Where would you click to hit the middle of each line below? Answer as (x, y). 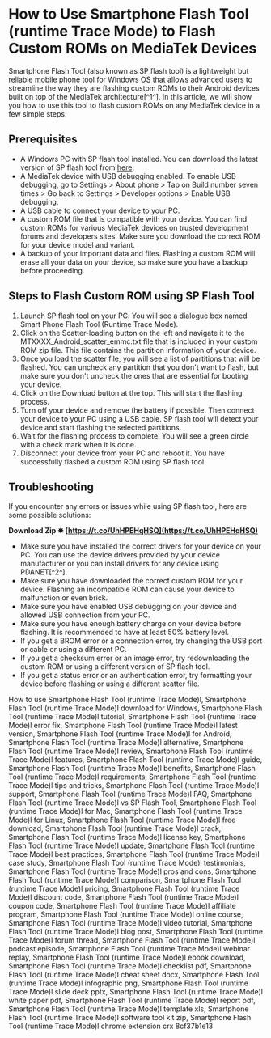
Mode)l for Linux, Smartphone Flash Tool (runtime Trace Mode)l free (122, 820)
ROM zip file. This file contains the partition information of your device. (138, 350)
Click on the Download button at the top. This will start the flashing (131, 392)
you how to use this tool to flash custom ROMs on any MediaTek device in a (134, 105)
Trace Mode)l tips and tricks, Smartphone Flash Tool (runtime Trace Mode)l (134, 786)
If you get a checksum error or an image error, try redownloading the (135, 658)
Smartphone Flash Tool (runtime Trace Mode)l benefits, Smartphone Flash (132, 769)
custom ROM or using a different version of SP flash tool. (115, 667)
